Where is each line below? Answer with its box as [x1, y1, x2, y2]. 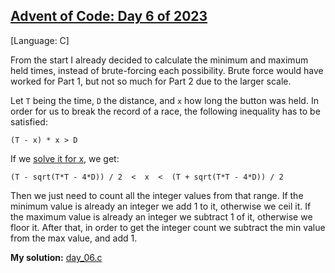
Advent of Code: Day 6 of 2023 [10, 8, 208, 25]
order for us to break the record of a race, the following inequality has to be [10, 105, 321, 117]
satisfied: [10, 115, 48, 128]
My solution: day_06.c [10, 251, 103, 263]
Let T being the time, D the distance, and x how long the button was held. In [10, 94, 319, 106]
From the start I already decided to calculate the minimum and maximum [10, 54, 309, 66]
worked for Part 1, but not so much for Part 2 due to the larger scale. [10, 75, 292, 87]
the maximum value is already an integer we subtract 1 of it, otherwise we [10, 210, 313, 223]
